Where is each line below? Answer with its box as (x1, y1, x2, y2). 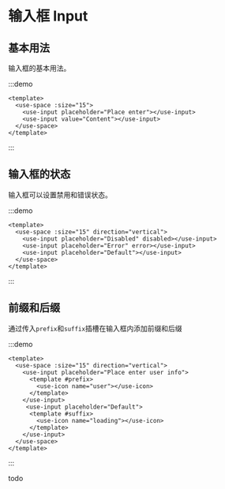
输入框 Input (8, 7, 88, 25)
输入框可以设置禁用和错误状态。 (8, 190, 112, 200)
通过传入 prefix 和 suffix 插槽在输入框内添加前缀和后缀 (8, 323, 182, 333)
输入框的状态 (8, 167, 71, 181)
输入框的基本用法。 (8, 64, 71, 73)
